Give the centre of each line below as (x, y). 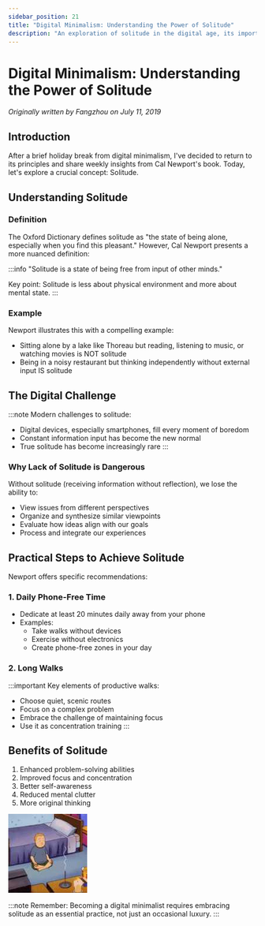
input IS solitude (46, 371)
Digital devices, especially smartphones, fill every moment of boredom (134, 429)
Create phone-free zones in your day (91, 648)
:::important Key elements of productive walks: (84, 685)
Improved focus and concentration (76, 778)
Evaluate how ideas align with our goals (84, 525)
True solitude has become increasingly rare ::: (94, 446)
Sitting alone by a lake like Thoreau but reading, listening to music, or (132, 345)
